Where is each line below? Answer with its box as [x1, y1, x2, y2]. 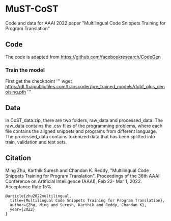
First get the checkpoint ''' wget [5, 78, 72, 84]
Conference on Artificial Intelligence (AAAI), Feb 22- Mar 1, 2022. [5, 178, 142, 184]
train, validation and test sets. [5, 139, 67, 145]
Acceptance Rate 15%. [5, 183, 53, 189]
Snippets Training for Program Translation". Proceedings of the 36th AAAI [5, 173, 160, 179]
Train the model [5, 66, 45, 73]
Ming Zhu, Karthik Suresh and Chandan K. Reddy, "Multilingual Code [5, 167, 149, 174]
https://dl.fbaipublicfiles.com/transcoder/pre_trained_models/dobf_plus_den [5, 84, 165, 90]
